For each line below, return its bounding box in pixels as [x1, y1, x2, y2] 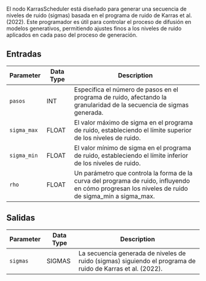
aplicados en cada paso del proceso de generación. [6, 31, 138, 39]
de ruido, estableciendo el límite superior [74, 126, 192, 134]
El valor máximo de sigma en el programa [74, 118, 193, 126]
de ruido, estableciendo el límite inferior [74, 151, 188, 160]
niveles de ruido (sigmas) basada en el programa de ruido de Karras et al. [6, 12, 193, 19]
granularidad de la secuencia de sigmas [74, 101, 189, 109]
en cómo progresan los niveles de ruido [74, 184, 188, 193]
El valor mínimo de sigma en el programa [74, 144, 191, 152]
